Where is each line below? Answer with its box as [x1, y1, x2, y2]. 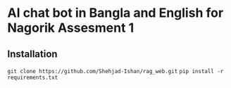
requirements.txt [7, 74, 58, 81]
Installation [7, 48, 58, 60]
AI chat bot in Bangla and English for [7, 5, 224, 21]
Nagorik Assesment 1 [7, 20, 135, 36]
